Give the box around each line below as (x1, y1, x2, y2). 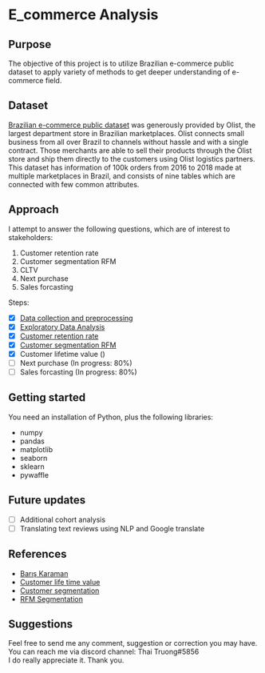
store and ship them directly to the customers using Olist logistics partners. (8, 154, 255, 163)
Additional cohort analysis (19, 515, 106, 524)
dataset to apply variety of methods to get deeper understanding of (8, 67, 231, 77)
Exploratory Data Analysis (19, 322, 105, 331)
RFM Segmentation (19, 594, 84, 603)
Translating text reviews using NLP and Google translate (19, 523, 205, 533)
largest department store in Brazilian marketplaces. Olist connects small (8, 128, 245, 138)
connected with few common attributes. (8, 179, 140, 189)
